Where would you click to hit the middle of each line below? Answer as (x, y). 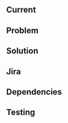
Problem (23, 30)
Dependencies (34, 92)
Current (21, 10)
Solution (22, 51)
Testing (21, 112)
